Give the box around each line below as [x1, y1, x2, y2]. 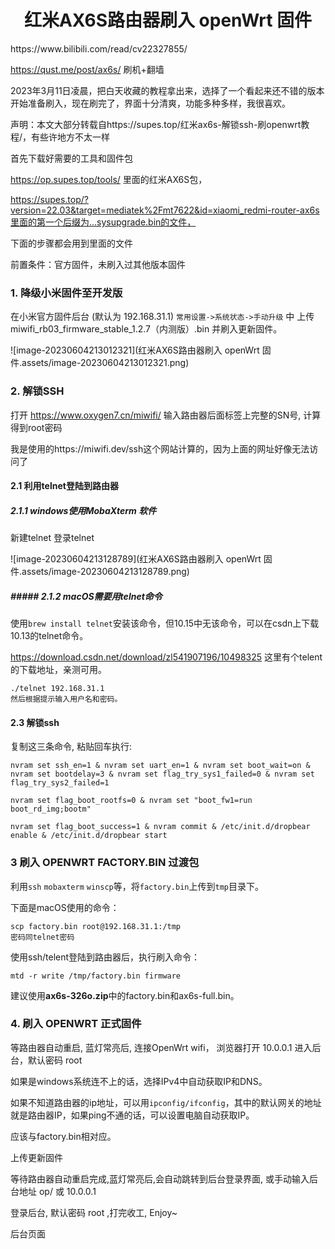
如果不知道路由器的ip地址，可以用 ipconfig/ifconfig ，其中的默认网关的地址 [10, 1096, 322, 1108]
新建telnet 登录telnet [10, 532, 95, 544]
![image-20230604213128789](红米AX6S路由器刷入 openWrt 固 [10, 553, 273, 565]
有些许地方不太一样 [31, 131, 111, 143]
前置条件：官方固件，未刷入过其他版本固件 [10, 258, 186, 270]
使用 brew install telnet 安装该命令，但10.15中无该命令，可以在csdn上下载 [10, 617, 320, 630]
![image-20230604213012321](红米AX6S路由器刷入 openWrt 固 [10, 344, 272, 356]
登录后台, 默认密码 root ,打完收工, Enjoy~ [10, 1206, 178, 1218]
